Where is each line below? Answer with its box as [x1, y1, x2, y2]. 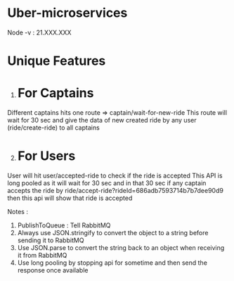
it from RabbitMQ [17, 251, 67, 259]
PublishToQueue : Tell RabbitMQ [17, 221, 111, 230]
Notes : [7, 208, 28, 216]
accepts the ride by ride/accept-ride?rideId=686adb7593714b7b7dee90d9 [7, 187, 223, 194]
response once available [17, 266, 89, 274]
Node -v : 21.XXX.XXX [7, 28, 72, 37]
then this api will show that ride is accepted [7, 194, 133, 202]
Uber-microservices [7, 5, 128, 21]
